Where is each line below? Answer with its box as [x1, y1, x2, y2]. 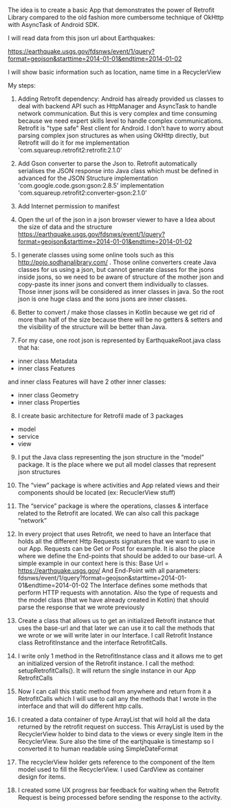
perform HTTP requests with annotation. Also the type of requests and [17, 589, 218, 596]
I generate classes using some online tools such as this [17, 251, 175, 259]
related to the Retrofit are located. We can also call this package [17, 509, 199, 517]
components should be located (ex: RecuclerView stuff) [17, 489, 176, 496]
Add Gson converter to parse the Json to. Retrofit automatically [17, 159, 198, 168]
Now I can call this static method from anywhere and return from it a [17, 687, 212, 696]
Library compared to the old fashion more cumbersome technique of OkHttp [8, 13, 224, 21]
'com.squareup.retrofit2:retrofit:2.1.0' [17, 146, 122, 154]
